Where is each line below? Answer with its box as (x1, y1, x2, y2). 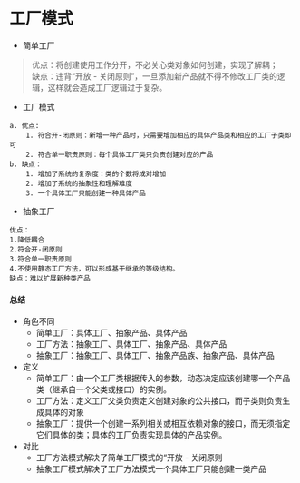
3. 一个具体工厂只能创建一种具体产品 (25, 188, 147, 198)
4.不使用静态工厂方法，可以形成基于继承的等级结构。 (9, 264, 179, 273)
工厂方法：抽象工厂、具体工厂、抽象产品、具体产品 (35, 339, 227, 350)
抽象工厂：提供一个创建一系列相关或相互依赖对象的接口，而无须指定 (35, 419, 291, 429)
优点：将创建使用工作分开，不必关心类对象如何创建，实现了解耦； (31, 59, 278, 70)
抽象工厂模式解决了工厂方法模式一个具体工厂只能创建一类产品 (35, 464, 267, 475)
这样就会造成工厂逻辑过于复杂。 (47, 82, 168, 93)
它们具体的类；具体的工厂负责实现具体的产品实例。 (35, 429, 227, 440)
